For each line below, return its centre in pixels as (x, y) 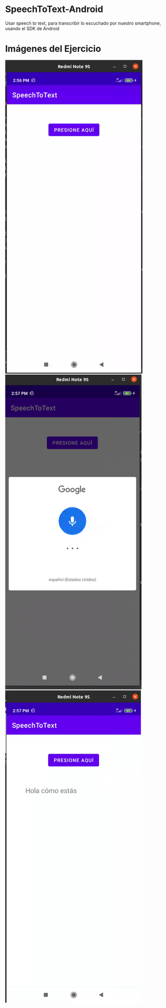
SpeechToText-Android (54, 9)
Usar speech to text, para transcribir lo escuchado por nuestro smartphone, (83, 23)
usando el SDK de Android (32, 28)
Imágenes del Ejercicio (53, 49)
